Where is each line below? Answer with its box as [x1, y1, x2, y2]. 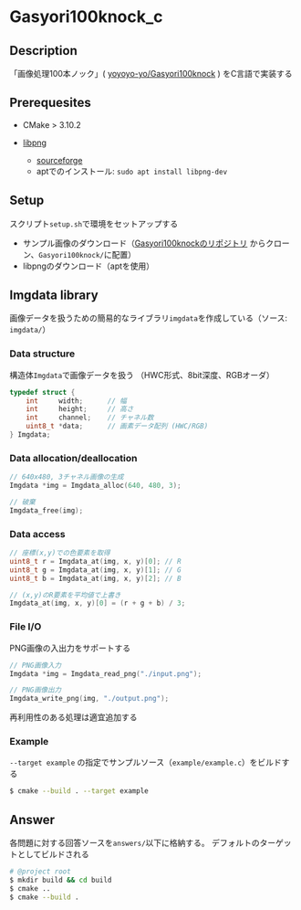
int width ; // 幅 [26, 396, 128, 406]
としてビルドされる [16, 849, 89, 860]
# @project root [9, 867, 71, 876]
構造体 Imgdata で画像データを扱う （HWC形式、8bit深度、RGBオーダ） [9, 369, 275, 380]
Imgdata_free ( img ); [9, 505, 84, 515]
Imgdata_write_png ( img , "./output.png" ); [9, 694, 170, 704]
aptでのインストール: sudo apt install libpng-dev [36, 165, 228, 176]
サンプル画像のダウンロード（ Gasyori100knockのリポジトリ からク [22, 238, 275, 249]
